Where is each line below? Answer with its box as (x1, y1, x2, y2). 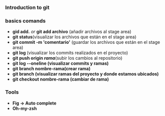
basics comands (5, 17, 46, 24)
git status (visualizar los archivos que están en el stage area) (12, 34, 137, 40)
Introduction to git (5, 4, 50, 11)
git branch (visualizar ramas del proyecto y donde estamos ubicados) (12, 71, 159, 77)
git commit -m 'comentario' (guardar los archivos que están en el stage (12, 39, 161, 45)
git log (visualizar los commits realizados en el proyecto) (12, 50, 128, 56)
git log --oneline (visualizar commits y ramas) (12, 60, 109, 66)
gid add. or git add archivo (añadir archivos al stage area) (12, 29, 132, 35)
